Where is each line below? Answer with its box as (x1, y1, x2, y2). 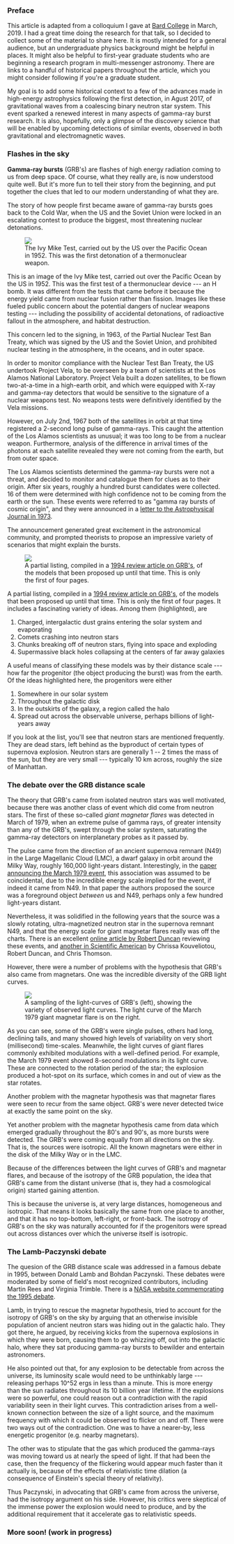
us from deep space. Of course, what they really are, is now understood (7, 172, 214, 180)
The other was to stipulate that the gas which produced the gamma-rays (7, 1445, 215, 1453)
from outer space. (7, 454, 59, 462)
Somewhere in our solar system (17, 689, 109, 698)
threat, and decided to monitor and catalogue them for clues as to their (7, 475, 211, 483)
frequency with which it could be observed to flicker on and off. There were (7, 1416, 224, 1424)
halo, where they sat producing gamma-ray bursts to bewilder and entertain (7, 1343, 225, 1352)
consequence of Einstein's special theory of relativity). (7, 1474, 164, 1482)
